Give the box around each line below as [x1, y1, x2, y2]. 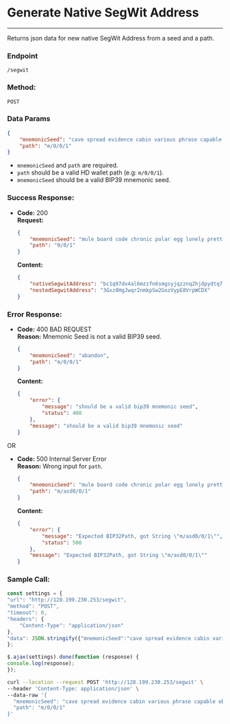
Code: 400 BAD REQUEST [16, 325, 92, 333]
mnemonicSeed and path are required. [16, 161, 118, 170]
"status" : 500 [42, 539, 82, 546]
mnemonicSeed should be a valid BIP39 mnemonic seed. [16, 176, 171, 184]
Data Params [7, 114, 51, 124]
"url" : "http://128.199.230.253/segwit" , [7, 596, 127, 604]
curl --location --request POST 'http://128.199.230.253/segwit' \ [7, 679, 204, 686]
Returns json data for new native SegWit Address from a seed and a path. [7, 34, 214, 42]
